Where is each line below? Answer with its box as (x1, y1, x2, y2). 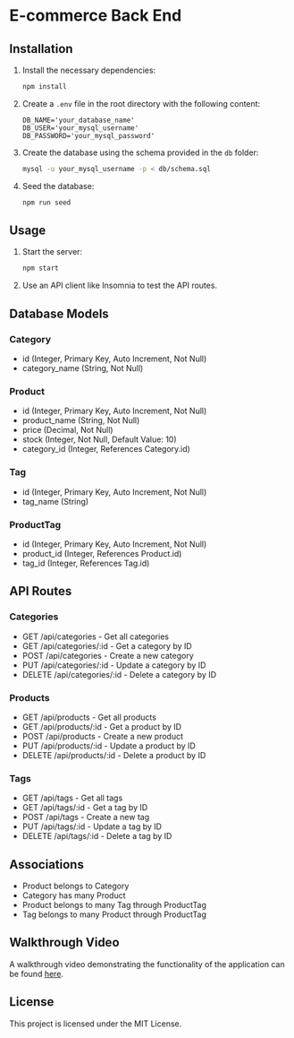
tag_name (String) (21, 496, 89, 506)
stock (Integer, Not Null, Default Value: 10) (21, 434, 177, 445)
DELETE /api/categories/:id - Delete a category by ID (21, 669, 217, 679)
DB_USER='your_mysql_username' (21, 123, 139, 133)
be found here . (9, 968, 64, 979)
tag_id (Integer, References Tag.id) (21, 558, 150, 568)
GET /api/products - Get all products (21, 712, 156, 722)
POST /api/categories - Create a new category (21, 650, 194, 661)
